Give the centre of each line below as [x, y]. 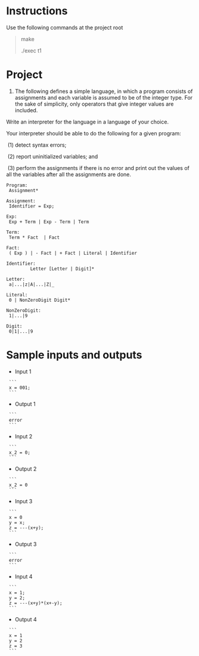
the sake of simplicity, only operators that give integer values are [94, 104]
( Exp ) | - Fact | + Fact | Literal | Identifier [73, 253]
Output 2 [26, 469]
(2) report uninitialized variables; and [53, 156]
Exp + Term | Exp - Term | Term [49, 222]
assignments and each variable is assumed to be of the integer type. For [104, 97]
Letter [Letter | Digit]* [62, 269]
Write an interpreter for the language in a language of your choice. [87, 122]
